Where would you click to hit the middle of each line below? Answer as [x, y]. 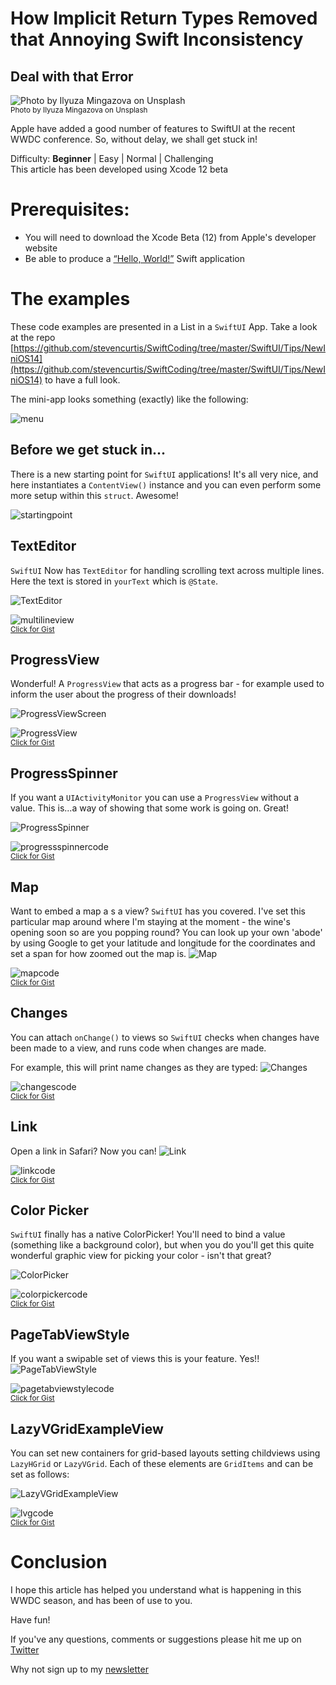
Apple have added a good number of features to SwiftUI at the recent [153, 128]
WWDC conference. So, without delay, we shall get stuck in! [134, 139]
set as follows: [40, 1474]
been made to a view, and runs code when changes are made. [138, 1048]
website [41, 248]
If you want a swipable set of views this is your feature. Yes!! [135, 1359]
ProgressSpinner [64, 773]
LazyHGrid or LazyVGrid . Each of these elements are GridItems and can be [162, 1463]
